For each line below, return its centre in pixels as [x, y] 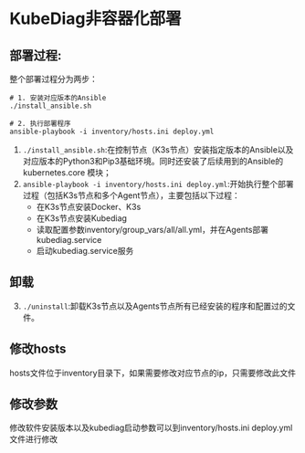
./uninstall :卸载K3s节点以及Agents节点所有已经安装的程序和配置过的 [155, 306]
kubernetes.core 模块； [67, 173]
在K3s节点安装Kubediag [82, 218]
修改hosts [38, 349]
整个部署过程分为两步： [53, 79]
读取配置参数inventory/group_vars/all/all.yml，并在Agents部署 [152, 230]
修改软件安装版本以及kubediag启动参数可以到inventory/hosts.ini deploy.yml [151, 428]
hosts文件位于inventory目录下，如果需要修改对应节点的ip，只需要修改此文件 [153, 373]
